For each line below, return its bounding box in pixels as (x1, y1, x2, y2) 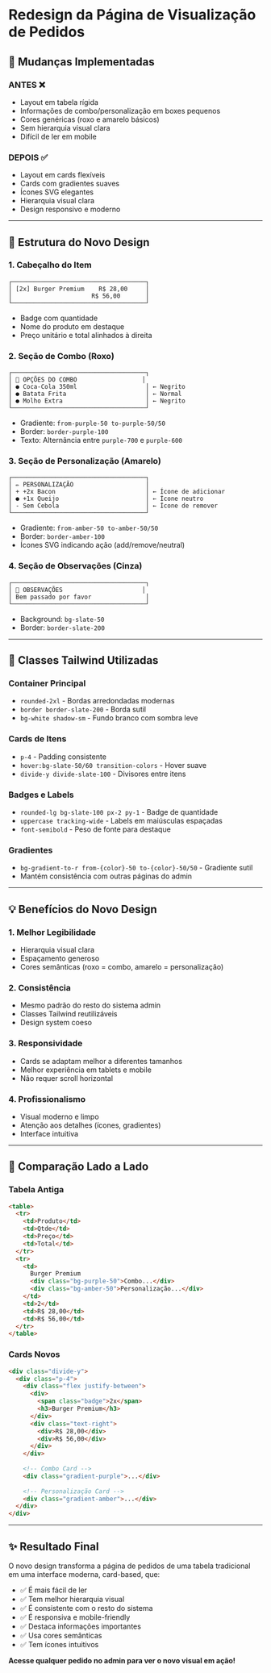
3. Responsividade (8, 1038, 83, 1049)
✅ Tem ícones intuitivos (19, 1639, 99, 1649)
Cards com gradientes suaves (19, 179, 119, 189)
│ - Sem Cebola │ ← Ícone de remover (8, 502, 219, 510)
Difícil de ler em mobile (19, 131, 97, 141)
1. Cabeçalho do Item (8, 260, 92, 271)
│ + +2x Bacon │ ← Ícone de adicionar (8, 488, 226, 496)
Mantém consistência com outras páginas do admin (19, 871, 192, 881)
